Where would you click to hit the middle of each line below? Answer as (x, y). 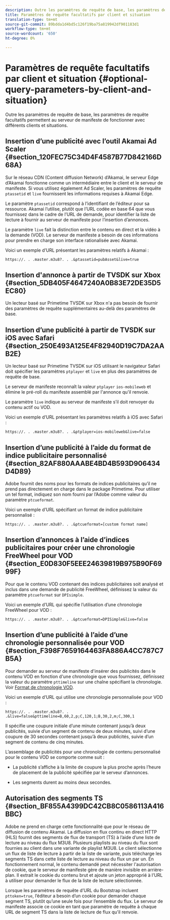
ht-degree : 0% (20, 39)
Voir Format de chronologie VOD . (40, 687)
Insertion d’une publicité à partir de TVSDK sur (80, 330)
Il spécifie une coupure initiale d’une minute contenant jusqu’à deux (75, 726)
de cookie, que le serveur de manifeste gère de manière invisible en (76, 870)
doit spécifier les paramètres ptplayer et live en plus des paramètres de (81, 371)
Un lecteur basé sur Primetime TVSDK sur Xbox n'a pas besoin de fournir (82, 303)
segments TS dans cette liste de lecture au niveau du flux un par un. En (80, 859)
